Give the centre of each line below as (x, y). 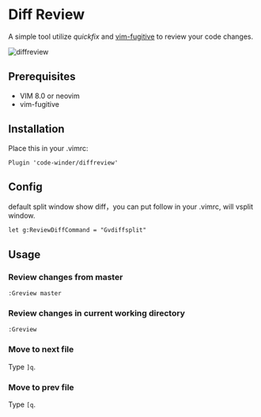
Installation (36, 129)
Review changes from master (66, 277)
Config (25, 186)
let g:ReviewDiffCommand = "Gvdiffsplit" (78, 230)
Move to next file (41, 350)
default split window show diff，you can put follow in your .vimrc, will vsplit (131, 207)
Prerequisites (42, 77)
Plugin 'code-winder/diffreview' (63, 163)
